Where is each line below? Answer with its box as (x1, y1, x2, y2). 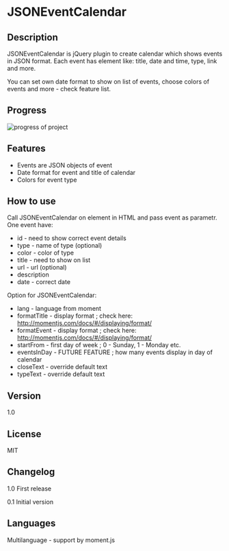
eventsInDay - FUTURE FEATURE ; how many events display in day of (16, 348, 213, 357)
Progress (7, 104, 46, 117)
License (7, 428, 42, 440)
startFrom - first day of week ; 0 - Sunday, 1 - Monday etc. (16, 341, 181, 349)
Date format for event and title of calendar (16, 168, 136, 176)
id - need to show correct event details (16, 234, 126, 242)
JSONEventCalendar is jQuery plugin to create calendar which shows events (7, 49, 223, 58)
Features (7, 143, 46, 154)
